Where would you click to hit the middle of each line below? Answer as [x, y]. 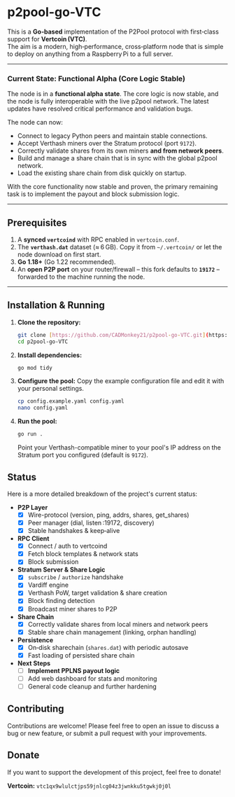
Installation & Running [56, 305]
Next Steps [34, 663]
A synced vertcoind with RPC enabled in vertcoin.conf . [98, 240]
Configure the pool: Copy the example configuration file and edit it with [121, 381]
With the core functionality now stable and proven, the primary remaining [113, 187]
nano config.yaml [43, 408]
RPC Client [33, 539]
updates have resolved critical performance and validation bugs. [100, 109]
